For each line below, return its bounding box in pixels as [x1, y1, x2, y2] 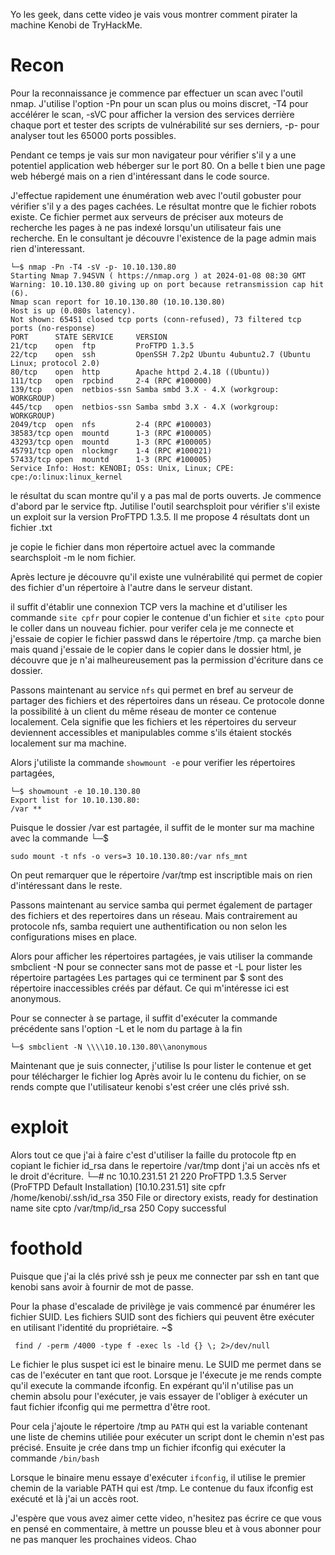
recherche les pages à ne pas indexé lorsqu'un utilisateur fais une [10, 221, 282, 233]
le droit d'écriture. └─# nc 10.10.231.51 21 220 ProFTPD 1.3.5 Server [10, 1170, 287, 1182]
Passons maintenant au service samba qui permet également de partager [10, 899, 313, 911]
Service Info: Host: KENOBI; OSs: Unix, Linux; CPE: [10, 463, 235, 473]
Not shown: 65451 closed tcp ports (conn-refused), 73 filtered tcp [10, 314, 302, 324]
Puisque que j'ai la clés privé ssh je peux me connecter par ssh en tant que [10, 1270, 320, 1282]
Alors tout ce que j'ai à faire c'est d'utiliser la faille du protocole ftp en [10, 1149, 297, 1161]
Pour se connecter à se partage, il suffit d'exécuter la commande [10, 1012, 278, 1024]
